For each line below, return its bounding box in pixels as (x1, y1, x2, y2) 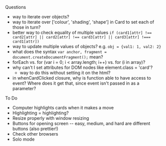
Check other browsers (12, 131, 59, 137)
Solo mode (12, 136, 35, 142)
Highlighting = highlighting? (12, 110, 69, 116)
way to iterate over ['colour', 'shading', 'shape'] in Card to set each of (12, 19, 155, 25)
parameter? (12, 86, 36, 91)
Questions (5, 4, 26, 10)
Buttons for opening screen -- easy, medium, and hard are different (12, 121, 151, 126)
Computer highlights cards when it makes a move (12, 105, 114, 110)
